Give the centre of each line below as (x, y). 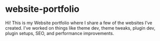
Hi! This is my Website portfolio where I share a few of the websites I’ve (79, 23)
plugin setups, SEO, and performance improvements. (59, 33)
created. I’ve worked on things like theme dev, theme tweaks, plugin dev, (80, 28)
